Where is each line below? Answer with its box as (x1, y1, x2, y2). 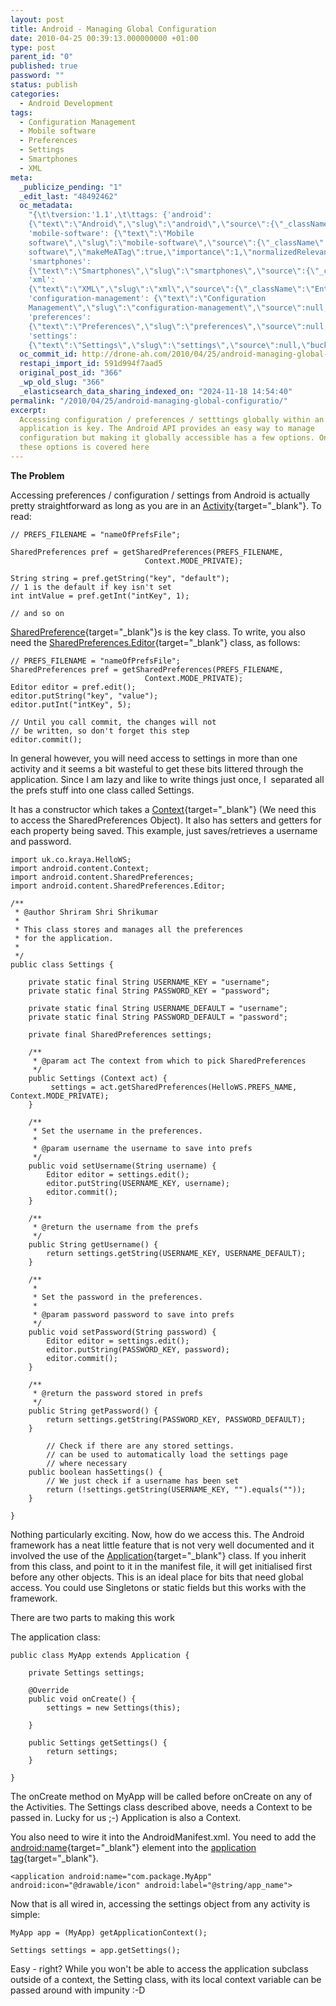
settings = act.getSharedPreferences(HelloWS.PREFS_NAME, (50, 1082, 298, 1092)
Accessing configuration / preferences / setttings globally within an (19, 414, 325, 425)
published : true (10, 61, 78, 71)
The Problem (10, 469, 65, 481)
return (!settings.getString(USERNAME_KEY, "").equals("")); (46, 1484, 307, 1495)
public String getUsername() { (28, 1239, 159, 1250)
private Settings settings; (28, 1667, 145, 1678)
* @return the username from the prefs (32, 1222, 199, 1232)
